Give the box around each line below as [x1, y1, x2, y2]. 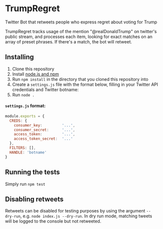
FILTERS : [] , [9, 146, 36, 151]
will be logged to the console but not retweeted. [5, 218, 102, 224]
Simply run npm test [5, 181, 45, 187]
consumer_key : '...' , [14, 123, 76, 128]
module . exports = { [5, 114, 45, 118]
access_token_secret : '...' [14, 136, 73, 141]
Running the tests [5, 168, 60, 176]
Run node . [12, 92, 35, 97]
